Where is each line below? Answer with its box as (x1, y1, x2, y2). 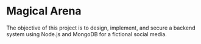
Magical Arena (6, 4, 82, 18)
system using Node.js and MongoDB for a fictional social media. (6, 30, 167, 37)
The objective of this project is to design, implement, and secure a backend (6, 24, 196, 31)
